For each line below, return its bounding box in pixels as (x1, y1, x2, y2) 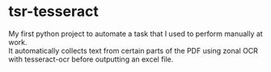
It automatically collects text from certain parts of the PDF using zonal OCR (8, 46, 259, 55)
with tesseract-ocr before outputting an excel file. (8, 54, 174, 64)
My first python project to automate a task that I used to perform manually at (8, 29, 263, 38)
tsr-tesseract (8, 2, 99, 21)
